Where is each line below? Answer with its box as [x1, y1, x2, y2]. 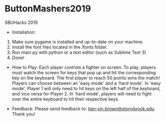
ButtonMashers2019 [4, 3, 91, 14]
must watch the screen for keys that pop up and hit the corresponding [11, 69, 156, 75]
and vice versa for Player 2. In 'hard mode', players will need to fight [11, 91, 152, 97]
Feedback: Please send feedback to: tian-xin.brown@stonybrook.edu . [11, 106, 156, 112]
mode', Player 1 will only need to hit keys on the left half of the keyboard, [11, 85, 161, 91]
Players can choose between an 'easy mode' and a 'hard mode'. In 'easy [11, 80, 161, 86]
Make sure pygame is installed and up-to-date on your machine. [11, 38, 144, 45]
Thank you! [11, 111, 35, 117]
